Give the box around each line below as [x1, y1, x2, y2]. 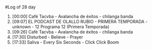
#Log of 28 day [5, 4, 36, 10]
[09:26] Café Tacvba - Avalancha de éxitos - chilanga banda [12, 29, 134, 34]
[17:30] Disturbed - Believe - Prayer [12, 34, 84, 40]
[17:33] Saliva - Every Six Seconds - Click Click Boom [12, 39, 119, 45]
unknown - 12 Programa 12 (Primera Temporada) [12, 24, 110, 30]
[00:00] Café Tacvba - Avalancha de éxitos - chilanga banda [12, 14, 134, 19]
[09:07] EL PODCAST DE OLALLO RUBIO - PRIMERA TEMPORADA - [12, 19, 148, 24]
